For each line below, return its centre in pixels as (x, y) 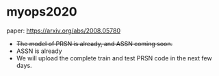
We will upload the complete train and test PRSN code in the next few (114, 58)
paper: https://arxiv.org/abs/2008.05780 (64, 31)
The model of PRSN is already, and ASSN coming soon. (94, 43)
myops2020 (42, 12)
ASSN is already (39, 51)
